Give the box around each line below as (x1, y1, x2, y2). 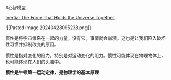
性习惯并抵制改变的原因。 (5, 41, 59, 47)
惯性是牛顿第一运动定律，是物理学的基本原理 (5, 69, 99, 75)
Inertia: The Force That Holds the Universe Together (5, 15, 115, 20)
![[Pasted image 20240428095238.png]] (5, 24, 91, 31)
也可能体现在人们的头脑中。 (5, 59, 64, 65)
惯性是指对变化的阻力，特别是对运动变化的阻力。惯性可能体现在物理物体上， (5, 52, 166, 58)
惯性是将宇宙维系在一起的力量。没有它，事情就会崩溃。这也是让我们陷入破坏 (5, 35, 166, 41)
